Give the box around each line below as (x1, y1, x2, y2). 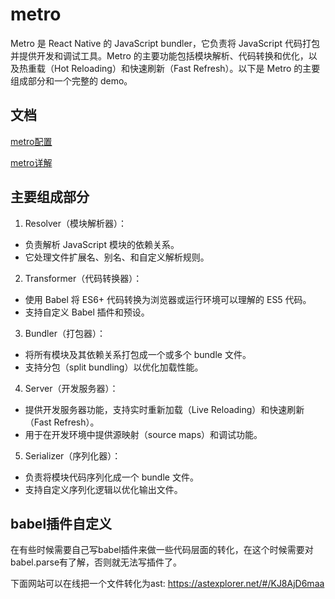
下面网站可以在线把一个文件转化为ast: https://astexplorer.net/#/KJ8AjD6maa (10, 578, 325, 590)
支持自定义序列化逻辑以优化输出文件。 (24, 483, 183, 495)
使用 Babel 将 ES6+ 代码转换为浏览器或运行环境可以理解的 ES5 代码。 (24, 293, 312, 305)
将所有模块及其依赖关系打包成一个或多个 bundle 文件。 (24, 348, 252, 360)
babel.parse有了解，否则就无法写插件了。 (10, 556, 183, 568)
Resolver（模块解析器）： (24, 217, 128, 229)
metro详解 (10, 156, 53, 168)
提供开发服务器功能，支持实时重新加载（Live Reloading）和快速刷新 (24, 403, 305, 415)
